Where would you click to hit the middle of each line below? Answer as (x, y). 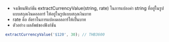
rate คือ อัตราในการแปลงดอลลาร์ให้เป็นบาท (49, 19)
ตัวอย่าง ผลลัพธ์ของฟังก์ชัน (34, 25)
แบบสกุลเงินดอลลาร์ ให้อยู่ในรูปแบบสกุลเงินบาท (52, 14)
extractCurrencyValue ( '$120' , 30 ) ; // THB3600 (55, 34)
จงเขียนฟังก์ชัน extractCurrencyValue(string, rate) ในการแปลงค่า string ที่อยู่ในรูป (88, 8)
